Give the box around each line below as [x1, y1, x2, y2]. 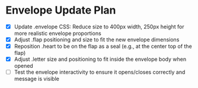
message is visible [14, 75, 60, 83]
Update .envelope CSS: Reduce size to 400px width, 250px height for [14, 23, 184, 30]
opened [14, 63, 33, 70]
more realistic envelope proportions [14, 30, 101, 37]
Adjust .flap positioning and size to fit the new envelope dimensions [14, 36, 180, 43]
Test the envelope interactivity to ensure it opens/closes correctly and [14, 69, 186, 76]
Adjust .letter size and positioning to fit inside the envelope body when [14, 56, 187, 63]
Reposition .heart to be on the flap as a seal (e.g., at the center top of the [14, 43, 192, 50]
